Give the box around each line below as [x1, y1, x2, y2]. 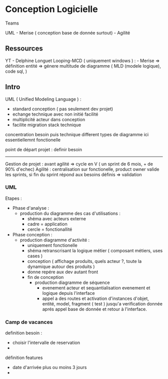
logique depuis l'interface [42, 290, 95, 296]
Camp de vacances [5, 318, 53, 325]
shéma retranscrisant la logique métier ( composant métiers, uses [27, 247, 163, 253]
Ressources [5, 44, 43, 53]
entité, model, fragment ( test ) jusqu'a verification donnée [42, 300, 162, 306]
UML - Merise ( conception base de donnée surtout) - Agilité [5, 30, 130, 36]
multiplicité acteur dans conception [12, 116, 85, 122]
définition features [5, 354, 43, 361]
